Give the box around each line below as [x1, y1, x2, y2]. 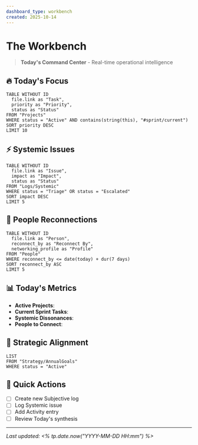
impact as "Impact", [11, 173, 62, 180]
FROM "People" [6, 251, 41, 257]
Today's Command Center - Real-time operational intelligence [20, 59, 173, 66]
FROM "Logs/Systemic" [6, 184, 60, 190]
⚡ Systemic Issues [6, 144, 75, 154]
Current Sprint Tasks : [14, 308, 69, 315]
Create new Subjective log [14, 395, 79, 402]
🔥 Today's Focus [6, 76, 69, 86]
